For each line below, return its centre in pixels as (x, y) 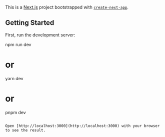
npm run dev (18, 44)
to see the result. (25, 130)
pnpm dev (15, 112)
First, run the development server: (40, 35)
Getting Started (30, 23)
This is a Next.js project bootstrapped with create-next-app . (67, 7)
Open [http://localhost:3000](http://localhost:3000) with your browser (82, 126)
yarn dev (14, 78)
